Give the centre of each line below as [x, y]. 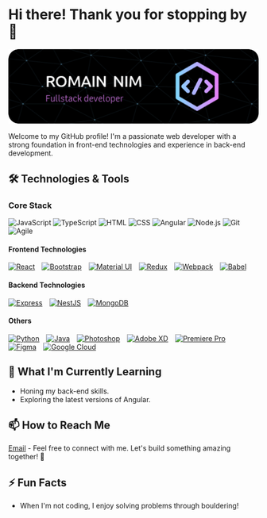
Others [20, 321]
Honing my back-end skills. [64, 391]
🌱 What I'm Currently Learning [85, 372]
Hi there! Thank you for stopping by [128, 15]
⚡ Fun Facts [38, 483]
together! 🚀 [27, 457]
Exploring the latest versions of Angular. [85, 399]
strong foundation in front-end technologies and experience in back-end [127, 144]
